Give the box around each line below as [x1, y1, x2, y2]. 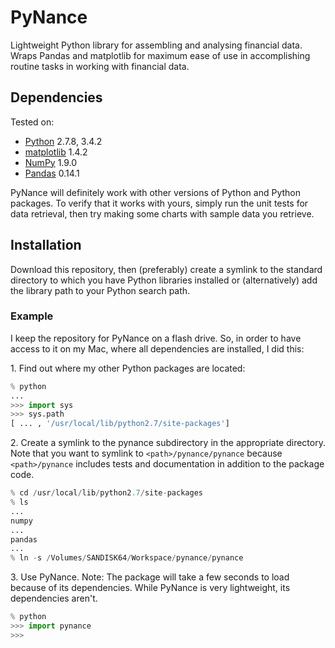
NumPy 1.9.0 [24, 156, 78, 168]
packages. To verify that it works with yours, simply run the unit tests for [10, 197, 309, 209]
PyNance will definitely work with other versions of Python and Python [10, 186, 302, 198]
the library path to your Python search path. [10, 284, 191, 296]
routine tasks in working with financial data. [10, 60, 190, 72]
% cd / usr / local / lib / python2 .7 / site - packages [10, 488, 203, 498]
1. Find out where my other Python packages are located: [10, 362, 246, 374]
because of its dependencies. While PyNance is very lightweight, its [10, 582, 291, 594]
